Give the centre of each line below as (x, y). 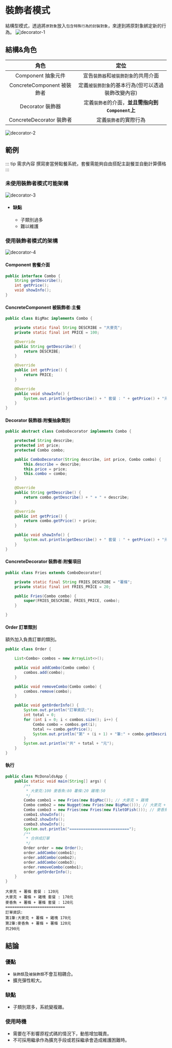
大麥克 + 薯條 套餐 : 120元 (32, 892)
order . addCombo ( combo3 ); (50, 862)
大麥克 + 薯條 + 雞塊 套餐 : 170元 (39, 897)
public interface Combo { (33, 276)
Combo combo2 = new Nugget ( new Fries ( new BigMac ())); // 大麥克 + (95, 805)
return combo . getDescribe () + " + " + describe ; (77, 497)
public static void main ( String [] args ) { (60, 781)
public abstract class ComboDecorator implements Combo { (68, 432)
